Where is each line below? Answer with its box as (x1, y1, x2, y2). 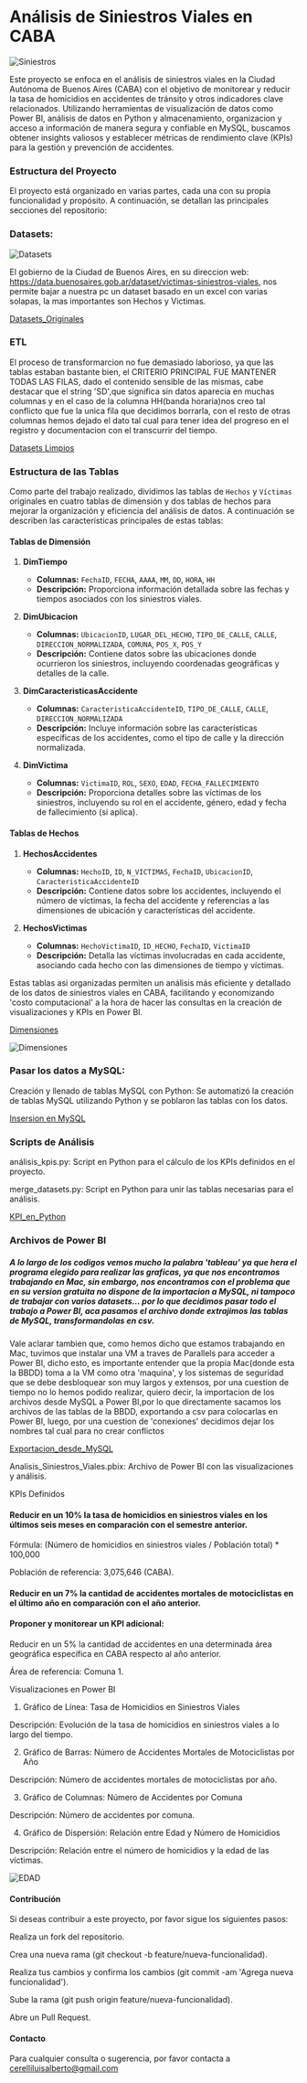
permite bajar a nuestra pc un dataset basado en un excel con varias (9, 285, 268, 296)
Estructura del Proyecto (9, 165, 117, 177)
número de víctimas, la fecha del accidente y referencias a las (36, 894, 270, 906)
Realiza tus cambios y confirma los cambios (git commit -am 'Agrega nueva (9, 1967, 294, 1978)
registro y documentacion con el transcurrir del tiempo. (9, 424, 217, 435)
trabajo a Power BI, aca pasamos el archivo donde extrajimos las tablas (9, 1305, 289, 1316)
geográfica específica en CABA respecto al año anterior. (9, 1649, 222, 1660)
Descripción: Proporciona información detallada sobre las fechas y (36, 583, 290, 595)
